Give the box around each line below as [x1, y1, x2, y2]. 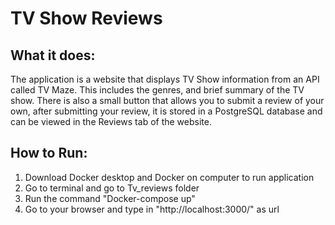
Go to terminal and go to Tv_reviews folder [24, 182, 200, 194]
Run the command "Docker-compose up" [24, 192, 196, 204]
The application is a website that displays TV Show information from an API [10, 73, 320, 85]
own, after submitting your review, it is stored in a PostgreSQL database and [10, 105, 323, 117]
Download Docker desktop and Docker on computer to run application [24, 171, 315, 183]
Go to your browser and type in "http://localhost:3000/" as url [24, 203, 280, 215]
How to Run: [10, 145, 88, 162]
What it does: [10, 47, 96, 64]
